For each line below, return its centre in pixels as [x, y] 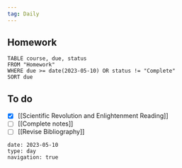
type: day [22, 151]
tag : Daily [23, 14]
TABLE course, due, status [47, 59]
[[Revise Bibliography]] [51, 132]
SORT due [20, 77]
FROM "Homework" [31, 65]
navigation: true [33, 157]
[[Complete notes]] [45, 124]
